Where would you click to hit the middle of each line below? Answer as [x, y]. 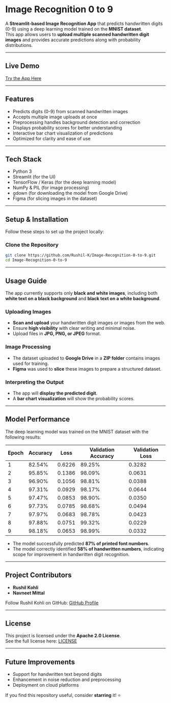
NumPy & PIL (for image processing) [51, 188]
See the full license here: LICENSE [41, 641]
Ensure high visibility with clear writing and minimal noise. [74, 328]
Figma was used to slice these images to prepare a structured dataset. [87, 369]
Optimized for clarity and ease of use [51, 138]
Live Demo [22, 66]
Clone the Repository [32, 245]
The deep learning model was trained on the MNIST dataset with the [77, 431]
